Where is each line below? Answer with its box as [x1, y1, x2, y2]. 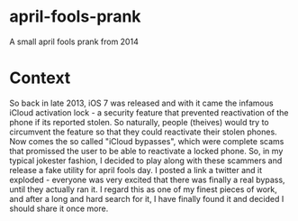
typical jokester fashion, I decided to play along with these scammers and [9, 155, 283, 166]
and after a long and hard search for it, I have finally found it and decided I [9, 193, 284, 204]
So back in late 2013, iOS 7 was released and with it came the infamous [9, 97, 274, 108]
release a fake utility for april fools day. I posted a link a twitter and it [9, 164, 263, 175]
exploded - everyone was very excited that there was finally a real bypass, [9, 174, 285, 185]
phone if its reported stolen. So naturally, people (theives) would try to [9, 116, 269, 127]
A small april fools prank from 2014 [9, 36, 140, 47]
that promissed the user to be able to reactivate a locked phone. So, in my [9, 145, 284, 156]
